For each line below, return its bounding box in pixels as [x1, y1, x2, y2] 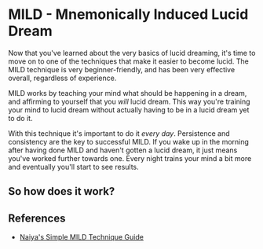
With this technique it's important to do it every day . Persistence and [8, 128, 230, 138]
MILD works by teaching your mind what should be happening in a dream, [8, 88, 247, 97]
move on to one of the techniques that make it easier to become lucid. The [8, 57, 249, 66]
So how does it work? [8, 185, 115, 198]
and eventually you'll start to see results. [8, 162, 139, 171]
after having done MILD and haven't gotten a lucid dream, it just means [8, 145, 238, 155]
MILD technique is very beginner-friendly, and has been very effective [8, 64, 236, 74]
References [8, 211, 66, 225]
